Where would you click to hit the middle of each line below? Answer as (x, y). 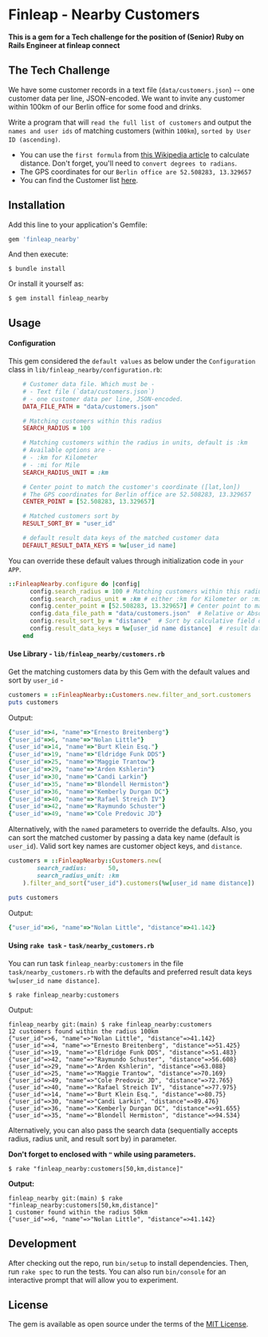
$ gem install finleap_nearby (59, 298)
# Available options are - (67, 450)
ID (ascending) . (35, 139)
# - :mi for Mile (51, 465)
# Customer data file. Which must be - (89, 384)
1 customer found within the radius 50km (78, 1212)
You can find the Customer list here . (79, 180)
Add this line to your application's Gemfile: (78, 225)
